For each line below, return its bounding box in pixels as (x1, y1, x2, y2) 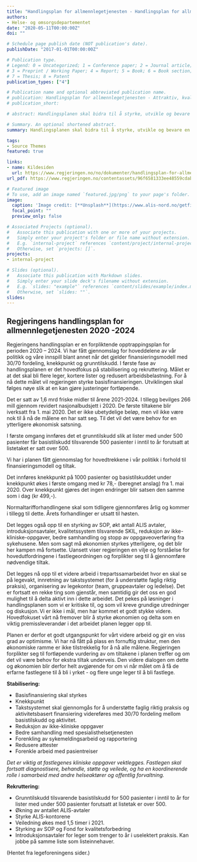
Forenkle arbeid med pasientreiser (15, 748, 98, 755)
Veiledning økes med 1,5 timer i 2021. (15, 819, 105, 826)
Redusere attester (15, 742, 58, 749)
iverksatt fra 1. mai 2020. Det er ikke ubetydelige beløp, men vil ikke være (6, 408, 184, 415)
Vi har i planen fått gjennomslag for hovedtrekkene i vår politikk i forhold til (6, 456, 186, 464)
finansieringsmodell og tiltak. (6, 462, 77, 469)
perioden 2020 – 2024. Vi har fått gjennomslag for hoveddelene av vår (6, 347, 177, 354)
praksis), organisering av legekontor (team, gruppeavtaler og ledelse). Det (6, 583, 185, 590)
